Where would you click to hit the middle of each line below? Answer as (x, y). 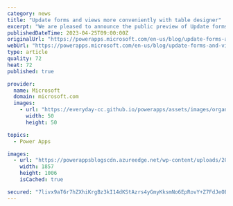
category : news (29, 13)
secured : (20, 192)
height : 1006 (38, 174)
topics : (18, 135)
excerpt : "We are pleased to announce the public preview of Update (108, 26)
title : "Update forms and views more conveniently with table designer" (114, 20)
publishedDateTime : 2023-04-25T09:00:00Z (68, 33)
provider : (21, 84)
